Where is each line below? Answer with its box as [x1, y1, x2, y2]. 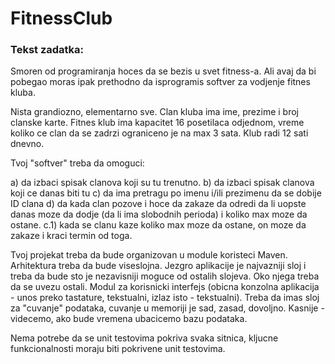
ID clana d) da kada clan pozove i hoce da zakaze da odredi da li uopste [10, 198, 307, 210]
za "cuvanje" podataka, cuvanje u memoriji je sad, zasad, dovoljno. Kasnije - [10, 302, 325, 314]
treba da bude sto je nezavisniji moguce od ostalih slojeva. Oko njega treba [10, 270, 320, 282]
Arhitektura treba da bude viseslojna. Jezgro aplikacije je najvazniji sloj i [10, 260, 307, 272]
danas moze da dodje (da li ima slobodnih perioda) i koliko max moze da [10, 208, 308, 221]
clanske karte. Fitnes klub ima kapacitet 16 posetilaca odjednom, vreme [10, 117, 305, 129]
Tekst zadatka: [10, 43, 85, 57]
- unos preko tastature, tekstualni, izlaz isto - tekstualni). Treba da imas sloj [10, 292, 320, 304]
